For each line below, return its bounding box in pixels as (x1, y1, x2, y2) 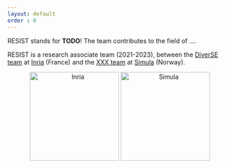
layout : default (7, 10, 56, 18)
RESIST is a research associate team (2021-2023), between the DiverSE (7, 50, 219, 59)
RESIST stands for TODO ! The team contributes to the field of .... (7, 36, 197, 45)
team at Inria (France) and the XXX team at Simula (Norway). (7, 57, 185, 66)
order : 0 (7, 17, 37, 24)
